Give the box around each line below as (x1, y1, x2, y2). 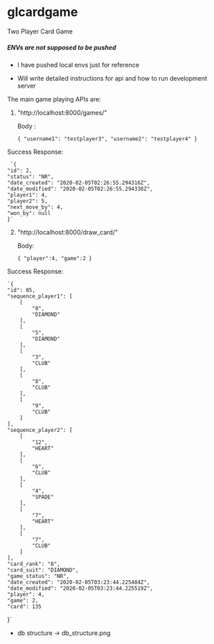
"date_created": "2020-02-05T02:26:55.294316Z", (7, 179, 150, 186)
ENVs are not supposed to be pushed (7, 43, 116, 51)
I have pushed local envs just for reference (17, 61, 140, 69)
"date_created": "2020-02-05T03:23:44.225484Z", (7, 579, 150, 586)
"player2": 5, (7, 198, 48, 204)
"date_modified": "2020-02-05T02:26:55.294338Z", (7, 185, 154, 192)
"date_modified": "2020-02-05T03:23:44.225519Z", (7, 585, 154, 592)
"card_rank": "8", (7, 561, 60, 567)
